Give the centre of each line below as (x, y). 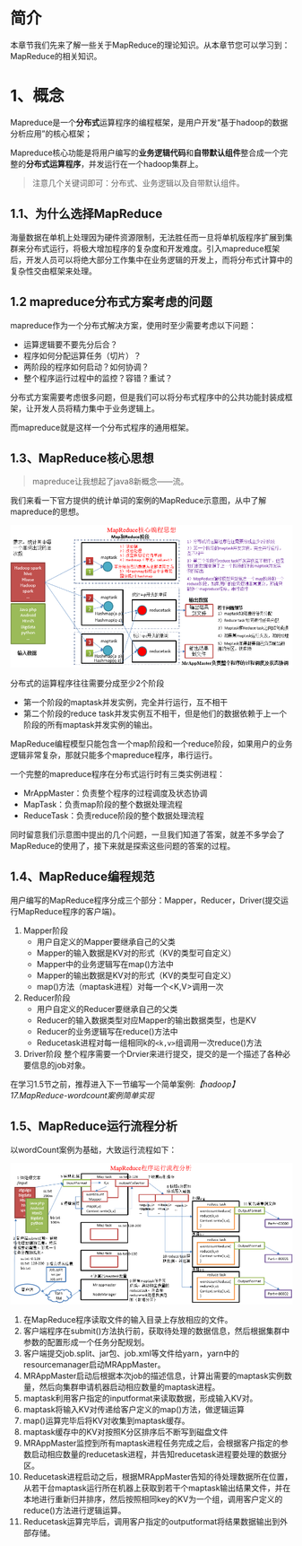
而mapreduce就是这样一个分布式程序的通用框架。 (102, 427)
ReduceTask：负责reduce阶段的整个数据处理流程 (113, 815)
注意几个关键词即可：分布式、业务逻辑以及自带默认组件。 (138, 183)
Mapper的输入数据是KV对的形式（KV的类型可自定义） (136, 953)
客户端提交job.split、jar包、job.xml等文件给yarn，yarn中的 (131, 1353)
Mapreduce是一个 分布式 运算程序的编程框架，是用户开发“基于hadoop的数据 (149, 122)
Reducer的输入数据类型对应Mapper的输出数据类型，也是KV (146, 1020)
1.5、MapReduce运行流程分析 (94, 1127)
